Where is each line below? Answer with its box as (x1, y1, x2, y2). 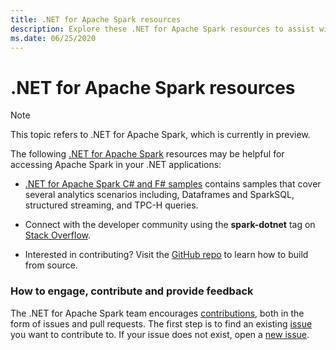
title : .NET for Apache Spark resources (10, 14, 182, 25)
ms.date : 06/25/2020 (10, 33, 97, 43)
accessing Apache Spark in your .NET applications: (10, 159, 222, 171)
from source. (24, 259, 78, 271)
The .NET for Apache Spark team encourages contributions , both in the (10, 307, 305, 319)
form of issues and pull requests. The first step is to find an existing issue (10, 317, 313, 330)
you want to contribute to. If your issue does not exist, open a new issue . (10, 328, 310, 340)
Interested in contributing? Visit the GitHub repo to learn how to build (24, 249, 309, 261)
